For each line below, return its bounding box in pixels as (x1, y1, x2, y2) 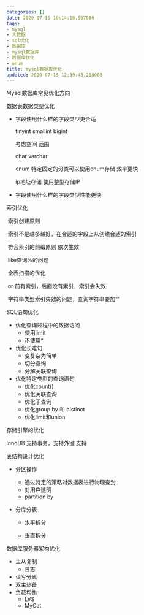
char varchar (15, 153, 48, 160)
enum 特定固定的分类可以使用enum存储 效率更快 (15, 165, 138, 172)
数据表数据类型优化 (6, 102, 55, 110)
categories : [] (6, 9, 45, 15)
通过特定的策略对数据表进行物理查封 (24, 479, 116, 486)
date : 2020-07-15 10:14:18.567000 (6, 15, 95, 21)
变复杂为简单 (24, 352, 57, 359)
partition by (24, 493, 54, 500)
